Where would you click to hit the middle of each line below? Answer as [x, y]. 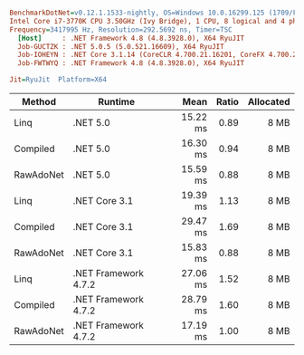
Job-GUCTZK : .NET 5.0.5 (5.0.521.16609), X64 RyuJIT [121, 46]
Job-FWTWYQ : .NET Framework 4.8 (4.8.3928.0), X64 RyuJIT [131, 63]
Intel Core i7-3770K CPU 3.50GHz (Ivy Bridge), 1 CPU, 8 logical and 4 [147, 21]
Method [39, 102]
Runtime [117, 102]
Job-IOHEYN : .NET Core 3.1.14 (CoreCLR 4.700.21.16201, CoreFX [141, 55]
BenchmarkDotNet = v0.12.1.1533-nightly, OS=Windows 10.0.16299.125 [137, 13]
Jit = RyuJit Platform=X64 [58, 80]
